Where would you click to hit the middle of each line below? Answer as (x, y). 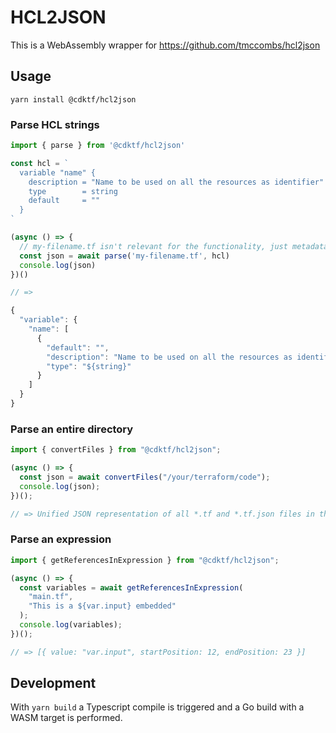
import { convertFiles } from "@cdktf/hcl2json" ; (116, 450)
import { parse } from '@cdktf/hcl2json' (98, 146)
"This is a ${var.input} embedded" (102, 606)
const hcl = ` (40, 163)
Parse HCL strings (55, 124)
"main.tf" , (51, 597)
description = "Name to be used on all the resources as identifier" (176, 182)
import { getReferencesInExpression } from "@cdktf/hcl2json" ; (145, 560)
